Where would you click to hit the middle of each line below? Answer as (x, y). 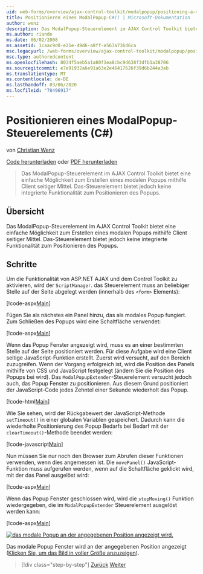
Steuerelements (47, 133)
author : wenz (23, 23)
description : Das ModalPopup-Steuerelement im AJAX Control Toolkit (94, 29)
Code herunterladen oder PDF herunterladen (62, 161)
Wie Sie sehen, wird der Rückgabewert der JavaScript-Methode (86, 413)
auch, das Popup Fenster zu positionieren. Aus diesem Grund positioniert (97, 384)
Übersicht (25, 212)
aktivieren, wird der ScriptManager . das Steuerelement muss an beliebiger (98, 285)
